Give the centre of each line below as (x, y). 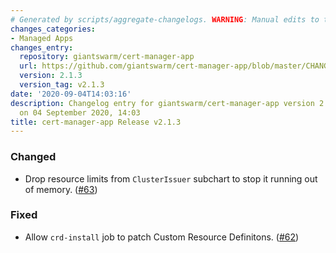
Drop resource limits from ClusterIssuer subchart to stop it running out (171, 178)
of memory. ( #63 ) (61, 189)
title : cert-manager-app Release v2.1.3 (96, 122)
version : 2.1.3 (51, 76)
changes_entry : (42, 47)
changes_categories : (53, 29)
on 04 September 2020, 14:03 (80, 112)
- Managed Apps (42, 38)
